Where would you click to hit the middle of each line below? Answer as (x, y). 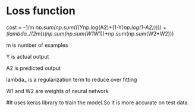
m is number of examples (37, 45)
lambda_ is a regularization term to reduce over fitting (72, 79)
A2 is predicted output (34, 68)
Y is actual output (28, 56)
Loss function (41, 11)
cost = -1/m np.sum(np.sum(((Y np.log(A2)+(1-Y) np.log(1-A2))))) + (87, 27)
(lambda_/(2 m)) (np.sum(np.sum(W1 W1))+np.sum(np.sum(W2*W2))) (90, 33)
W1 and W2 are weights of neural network (57, 91)
